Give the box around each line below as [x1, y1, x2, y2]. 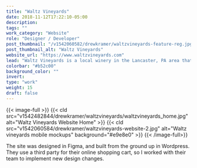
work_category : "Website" [6, 30, 69, 36]
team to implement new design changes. [6, 155, 104, 162]
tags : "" [6, 25, 28, 31]
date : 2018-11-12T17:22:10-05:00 [6, 14, 88, 20]
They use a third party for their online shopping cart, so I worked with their [6, 149, 186, 156]
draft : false [6, 90, 38, 96]
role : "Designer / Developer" [6, 36, 80, 42]
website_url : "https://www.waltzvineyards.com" [6, 52, 125, 58]
